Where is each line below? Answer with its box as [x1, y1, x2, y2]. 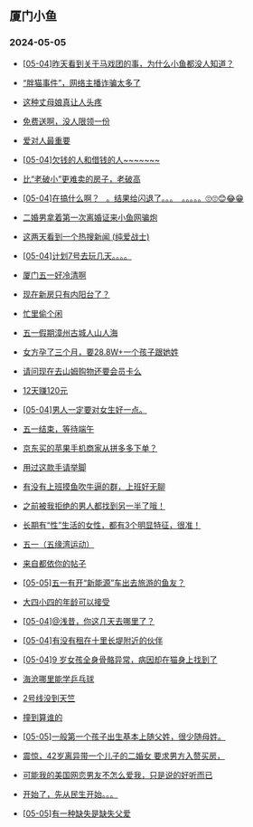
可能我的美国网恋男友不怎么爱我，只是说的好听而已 [22, 769, 213, 780]
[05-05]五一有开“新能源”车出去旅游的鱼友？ [22, 577, 186, 588]
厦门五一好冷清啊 [22, 270, 87, 280]
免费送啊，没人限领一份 [22, 116, 110, 127]
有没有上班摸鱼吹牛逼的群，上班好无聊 [22, 480, 165, 491]
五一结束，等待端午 [22, 423, 95, 434]
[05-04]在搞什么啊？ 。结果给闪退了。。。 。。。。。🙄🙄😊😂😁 [22, 193, 244, 204]
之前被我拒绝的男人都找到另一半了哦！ [22, 500, 165, 511]
